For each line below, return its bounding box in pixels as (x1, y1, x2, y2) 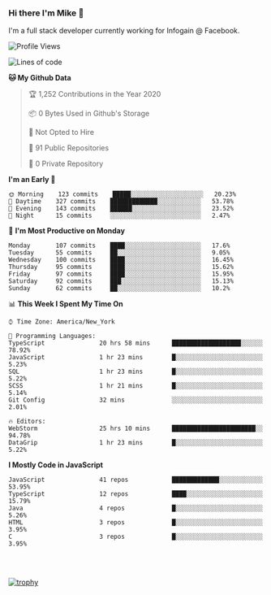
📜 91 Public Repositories (28, 143, 110, 153)
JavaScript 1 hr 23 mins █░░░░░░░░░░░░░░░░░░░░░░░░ (8, 354, 264, 362)
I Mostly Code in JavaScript (8, 460, 104, 470)
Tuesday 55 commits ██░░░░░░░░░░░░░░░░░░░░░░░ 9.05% (8, 249, 230, 257)
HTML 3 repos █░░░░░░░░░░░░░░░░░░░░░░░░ (8, 519, 264, 527)
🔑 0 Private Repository (28, 159, 104, 169)
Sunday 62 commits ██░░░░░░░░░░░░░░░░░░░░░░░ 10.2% (8, 284, 230, 293)
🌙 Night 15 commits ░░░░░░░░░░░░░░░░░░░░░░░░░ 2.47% (8, 211, 230, 220)
